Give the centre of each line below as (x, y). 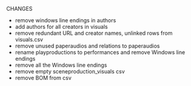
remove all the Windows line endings (61, 65)
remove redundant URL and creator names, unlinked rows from (94, 33)
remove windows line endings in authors (65, 20)
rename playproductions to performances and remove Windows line (100, 52)
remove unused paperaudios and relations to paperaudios (87, 46)
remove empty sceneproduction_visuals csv (70, 71)
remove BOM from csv (43, 78)
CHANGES (19, 9)
